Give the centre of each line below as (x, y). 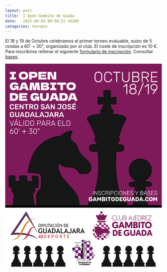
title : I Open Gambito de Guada (40, 16)
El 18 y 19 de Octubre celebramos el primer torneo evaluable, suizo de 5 (79, 41)
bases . (12, 57)
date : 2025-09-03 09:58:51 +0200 (42, 21)
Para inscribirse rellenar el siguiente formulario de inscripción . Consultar (79, 52)
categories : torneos (27, 26)
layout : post (19, 10)
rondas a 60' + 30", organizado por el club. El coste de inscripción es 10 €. (82, 46)
